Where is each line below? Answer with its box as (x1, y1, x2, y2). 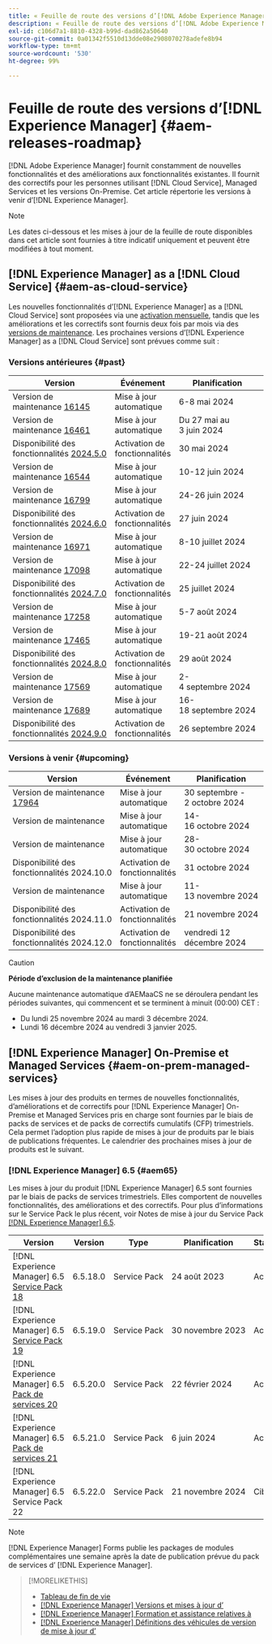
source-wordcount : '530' (8, 50, 92, 58)
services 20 (12, 1399, 58, 1410)
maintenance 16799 (12, 494, 91, 506)
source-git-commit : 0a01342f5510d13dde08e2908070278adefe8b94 (8, 34, 223, 43)
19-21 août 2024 (178, 629, 249, 641)
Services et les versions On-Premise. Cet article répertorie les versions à (8, 186, 251, 196)
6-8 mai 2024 (178, 395, 234, 407)
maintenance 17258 (12, 611, 91, 622)
